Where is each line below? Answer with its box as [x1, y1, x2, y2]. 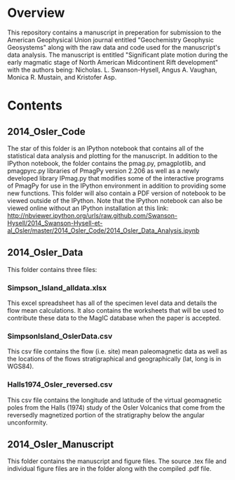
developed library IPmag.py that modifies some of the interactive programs [7, 174, 224, 182]
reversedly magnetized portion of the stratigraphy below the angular [7, 410, 205, 419]
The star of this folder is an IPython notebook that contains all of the [7, 144, 204, 153]
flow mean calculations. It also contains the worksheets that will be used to [7, 306, 224, 315]
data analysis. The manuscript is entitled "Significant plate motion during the [7, 51, 229, 59]
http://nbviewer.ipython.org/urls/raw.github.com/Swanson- [7, 211, 177, 219]
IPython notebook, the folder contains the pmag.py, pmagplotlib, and [7, 159, 206, 167]
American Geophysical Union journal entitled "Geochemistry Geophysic [7, 35, 214, 44]
